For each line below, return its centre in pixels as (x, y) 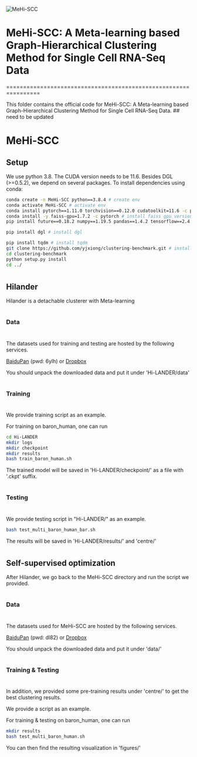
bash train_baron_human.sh (39, 459)
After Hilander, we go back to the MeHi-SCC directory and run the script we (98, 577)
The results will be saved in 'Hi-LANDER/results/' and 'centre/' (81, 541)
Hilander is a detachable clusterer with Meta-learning (70, 301)
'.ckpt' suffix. (22, 476)
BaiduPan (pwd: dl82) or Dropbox (46, 637)
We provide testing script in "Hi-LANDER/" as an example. (76, 519)
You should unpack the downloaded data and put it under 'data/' (84, 649)
